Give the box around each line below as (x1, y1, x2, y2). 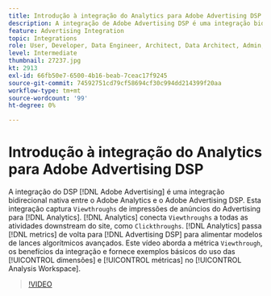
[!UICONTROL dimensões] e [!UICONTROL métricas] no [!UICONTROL (8, 255, 242, 265)
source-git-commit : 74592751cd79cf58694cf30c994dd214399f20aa (8, 79, 222, 87)
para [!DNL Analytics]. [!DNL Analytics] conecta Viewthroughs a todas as (8, 212, 248, 222)
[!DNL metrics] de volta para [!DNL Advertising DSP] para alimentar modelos (8, 230, 263, 240)
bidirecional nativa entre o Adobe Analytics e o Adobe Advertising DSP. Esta (8, 195, 262, 205)
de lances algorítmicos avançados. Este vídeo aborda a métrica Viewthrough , (8, 238, 263, 248)
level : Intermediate (8, 49, 78, 57)
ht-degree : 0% (8, 101, 56, 109)
